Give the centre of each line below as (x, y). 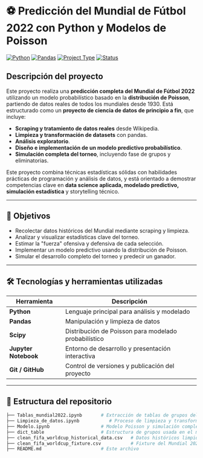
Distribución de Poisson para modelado (121, 331)
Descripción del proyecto (55, 76)
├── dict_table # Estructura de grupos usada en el (100, 432)
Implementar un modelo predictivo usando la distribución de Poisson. (101, 250)
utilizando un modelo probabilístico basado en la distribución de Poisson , (98, 97)
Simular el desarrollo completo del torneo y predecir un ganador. (95, 256)
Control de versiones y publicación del (120, 366)
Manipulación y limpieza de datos (113, 322)
